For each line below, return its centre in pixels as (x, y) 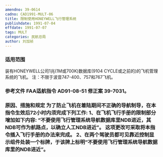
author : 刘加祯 (19, 42)
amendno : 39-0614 (23, 10)
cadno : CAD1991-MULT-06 (29, 14)
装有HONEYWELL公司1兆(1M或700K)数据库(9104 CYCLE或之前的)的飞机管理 (81, 71)
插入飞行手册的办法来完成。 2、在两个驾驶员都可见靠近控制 (80, 135)
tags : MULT (16, 32)
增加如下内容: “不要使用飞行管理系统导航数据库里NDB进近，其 (78, 120)
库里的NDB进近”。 (27, 149)
